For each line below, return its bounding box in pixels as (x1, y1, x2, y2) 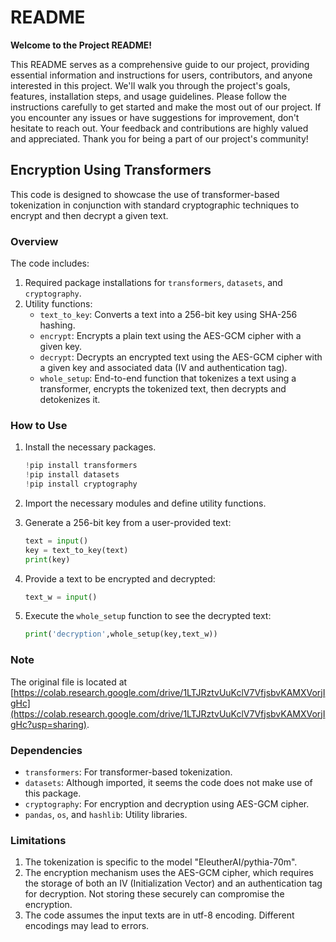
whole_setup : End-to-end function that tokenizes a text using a (39, 372, 297, 385)
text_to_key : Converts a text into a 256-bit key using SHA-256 (39, 309, 298, 321)
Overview (10, 234, 59, 248)
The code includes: (10, 257, 90, 270)
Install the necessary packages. (24, 441, 157, 453)
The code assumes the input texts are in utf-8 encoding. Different (24, 909, 295, 921)
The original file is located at (10, 676, 128, 688)
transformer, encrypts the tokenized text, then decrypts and (39, 383, 287, 395)
